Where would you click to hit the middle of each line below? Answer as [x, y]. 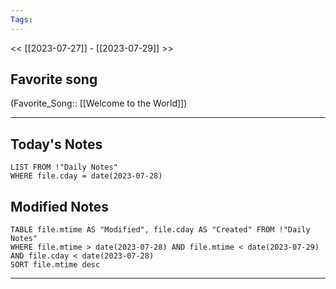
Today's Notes [56, 144]
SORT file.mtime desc [55, 265]
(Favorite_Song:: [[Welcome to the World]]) [99, 103]
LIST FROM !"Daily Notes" [64, 167]
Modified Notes [59, 206]
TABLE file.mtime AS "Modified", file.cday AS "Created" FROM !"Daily [160, 230]
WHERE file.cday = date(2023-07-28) [86, 176]
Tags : [21, 19]
